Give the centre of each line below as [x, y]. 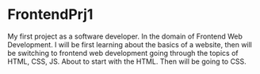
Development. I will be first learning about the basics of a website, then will [130, 44]
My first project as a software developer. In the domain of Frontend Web [125, 36]
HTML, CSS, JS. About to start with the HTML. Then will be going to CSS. [127, 61]
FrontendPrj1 [50, 15]
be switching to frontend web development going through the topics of [123, 53]
